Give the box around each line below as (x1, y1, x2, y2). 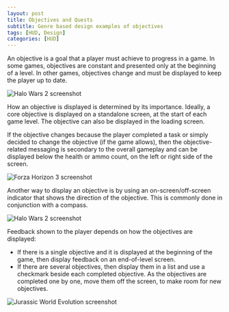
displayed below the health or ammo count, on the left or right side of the (7, 152, 213, 161)
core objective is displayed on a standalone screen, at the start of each (7, 110, 207, 119)
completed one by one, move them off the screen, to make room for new (16, 277, 222, 285)
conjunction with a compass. (7, 201, 88, 209)
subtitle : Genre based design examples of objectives (7, 23, 164, 29)
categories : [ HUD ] (7, 36, 59, 43)
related (7, 145, 27, 154)
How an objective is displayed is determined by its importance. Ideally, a (7, 103, 211, 111)
